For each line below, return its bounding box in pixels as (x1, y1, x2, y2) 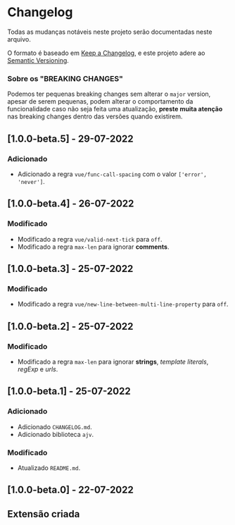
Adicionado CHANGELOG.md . (17, 422, 93, 431)
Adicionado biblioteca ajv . (17, 430, 94, 438)
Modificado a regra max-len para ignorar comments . (17, 242, 170, 251)
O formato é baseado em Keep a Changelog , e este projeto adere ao (7, 49, 205, 57)
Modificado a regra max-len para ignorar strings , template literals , (17, 357, 209, 366)
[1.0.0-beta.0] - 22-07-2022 (7, 484, 134, 496)
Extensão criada (7, 508, 80, 520)
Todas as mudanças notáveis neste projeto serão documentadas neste (7, 27, 212, 36)
